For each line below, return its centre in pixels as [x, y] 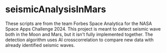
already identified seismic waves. [40, 45]
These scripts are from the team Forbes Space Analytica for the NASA [79, 23]
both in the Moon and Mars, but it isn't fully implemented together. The [79, 34]
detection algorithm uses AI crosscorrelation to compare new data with [79, 40]
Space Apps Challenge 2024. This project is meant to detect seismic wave [83, 29]
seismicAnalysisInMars [56, 9]
